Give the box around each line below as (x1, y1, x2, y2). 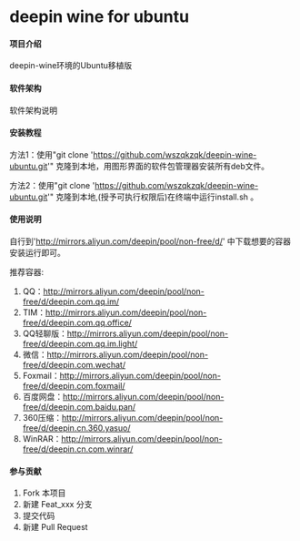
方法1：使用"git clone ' (9, 148, 94, 160)
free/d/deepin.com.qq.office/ (22, 317, 132, 328)
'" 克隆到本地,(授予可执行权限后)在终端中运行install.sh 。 (46, 191, 259, 202)
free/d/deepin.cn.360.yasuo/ (22, 423, 131, 434)
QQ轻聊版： (22, 328, 68, 339)
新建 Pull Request (22, 522, 88, 533)
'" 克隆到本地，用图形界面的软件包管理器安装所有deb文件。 (46, 160, 270, 171)
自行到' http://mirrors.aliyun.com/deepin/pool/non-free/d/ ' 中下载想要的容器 (9, 236, 292, 247)
